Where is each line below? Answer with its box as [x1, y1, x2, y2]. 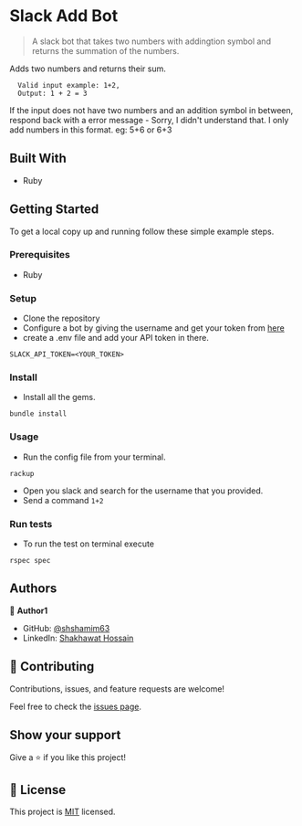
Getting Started [9, 202, 99, 217]
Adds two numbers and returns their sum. [9, 63, 166, 74]
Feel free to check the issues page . [9, 701, 141, 712]
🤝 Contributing [9, 659, 95, 674]
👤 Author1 [9, 605, 48, 616]
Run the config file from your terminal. [22, 451, 166, 462]
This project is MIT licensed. [9, 806, 116, 818]
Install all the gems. [22, 392, 96, 403]
